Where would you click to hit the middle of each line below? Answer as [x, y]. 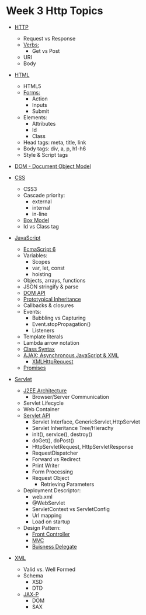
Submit [41, 111]
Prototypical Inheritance [52, 299]
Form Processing [52, 472]
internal [41, 207]
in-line [40, 214]
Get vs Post [46, 51]
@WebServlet [48, 503]
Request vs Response [49, 38]
